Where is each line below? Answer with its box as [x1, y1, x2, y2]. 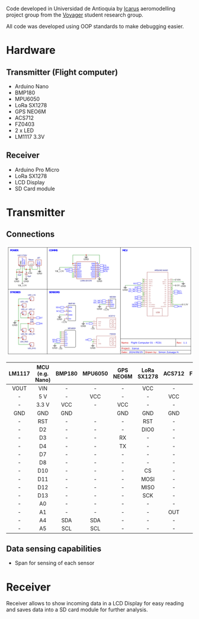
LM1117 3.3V [14, 133, 45, 140]
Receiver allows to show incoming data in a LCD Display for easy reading [6, 600, 184, 607]
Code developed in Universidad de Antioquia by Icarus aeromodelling [6, 5, 176, 12]
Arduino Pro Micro [14, 166, 60, 173]
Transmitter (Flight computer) [6, 67, 118, 77]
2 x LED [14, 127, 34, 134]
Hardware [6, 44, 56, 57]
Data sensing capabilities [6, 544, 102, 554]
